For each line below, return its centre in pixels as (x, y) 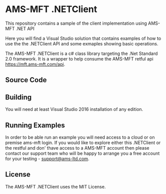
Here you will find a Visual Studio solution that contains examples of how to (83, 38)
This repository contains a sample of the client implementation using (76, 23)
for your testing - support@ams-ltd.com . (47, 158)
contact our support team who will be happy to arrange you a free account (82, 153)
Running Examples (35, 125)
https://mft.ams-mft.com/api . (35, 64)
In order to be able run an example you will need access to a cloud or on (80, 137)
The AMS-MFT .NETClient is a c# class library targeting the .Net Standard (81, 53)
